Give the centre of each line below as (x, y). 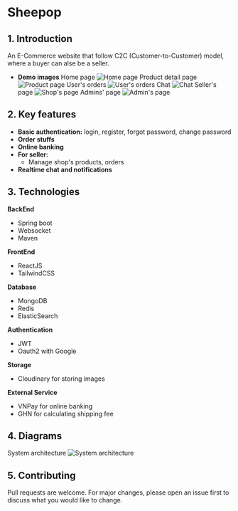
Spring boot (35, 223)
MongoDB (32, 300)
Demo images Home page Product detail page (107, 77)
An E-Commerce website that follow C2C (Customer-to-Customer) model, (116, 56)
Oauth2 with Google (47, 351)
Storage (20, 364)
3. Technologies (44, 192)
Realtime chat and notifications (65, 169)
